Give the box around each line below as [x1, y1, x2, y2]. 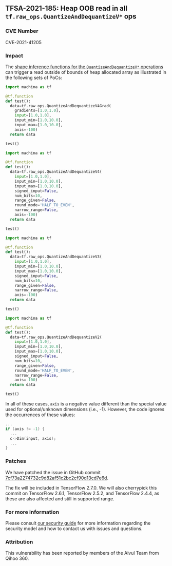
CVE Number [5, 28, 39, 35]
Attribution [5, 538, 33, 545]
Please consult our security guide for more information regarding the [5, 520, 151, 526]
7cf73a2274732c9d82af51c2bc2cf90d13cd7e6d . [5, 475, 109, 481]
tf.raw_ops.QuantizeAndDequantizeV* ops [5, 12, 137, 21]
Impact [5, 52, 24, 59]
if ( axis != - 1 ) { [5, 426, 45, 432]
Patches [5, 458, 27, 465]
